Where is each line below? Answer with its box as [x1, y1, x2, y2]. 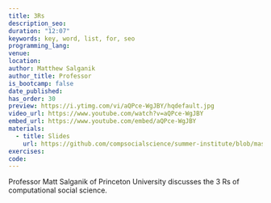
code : [8, 154, 27, 163]
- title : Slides [15, 132, 70, 140]
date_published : [8, 87, 63, 95]
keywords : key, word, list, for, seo [8, 34, 135, 43]
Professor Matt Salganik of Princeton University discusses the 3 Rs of [8, 177, 240, 187]
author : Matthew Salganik [8, 65, 95, 73]
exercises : [8, 147, 45, 155]
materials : [8, 125, 45, 133]
